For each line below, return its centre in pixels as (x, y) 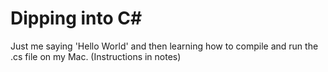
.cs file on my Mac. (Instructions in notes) (96, 56)
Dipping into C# (76, 18)
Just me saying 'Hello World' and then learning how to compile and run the (164, 46)
